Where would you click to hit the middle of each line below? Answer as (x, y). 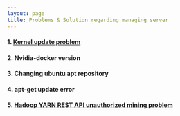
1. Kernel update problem (44, 42)
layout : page (26, 13)
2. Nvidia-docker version (44, 58)
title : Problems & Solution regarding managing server (88, 20)
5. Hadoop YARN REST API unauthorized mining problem (90, 105)
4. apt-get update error (41, 89)
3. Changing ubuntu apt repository (58, 74)
